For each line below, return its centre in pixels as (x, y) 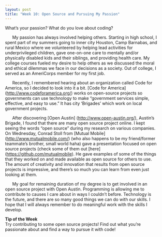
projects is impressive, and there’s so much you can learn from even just (77, 169)
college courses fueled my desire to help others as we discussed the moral (80, 63)
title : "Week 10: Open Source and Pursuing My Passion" (62, 14)
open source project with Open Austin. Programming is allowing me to (75, 189)
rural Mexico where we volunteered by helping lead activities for (69, 47)
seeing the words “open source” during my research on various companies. (80, 128)
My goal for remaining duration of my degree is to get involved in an (80, 184)
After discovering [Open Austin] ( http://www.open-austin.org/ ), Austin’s (83, 118)
